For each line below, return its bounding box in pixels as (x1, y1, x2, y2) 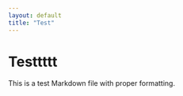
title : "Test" (8, 19, 55, 27)
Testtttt (8, 53, 58, 71)
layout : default (8, 11, 62, 20)
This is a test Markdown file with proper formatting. (8, 79, 176, 88)
